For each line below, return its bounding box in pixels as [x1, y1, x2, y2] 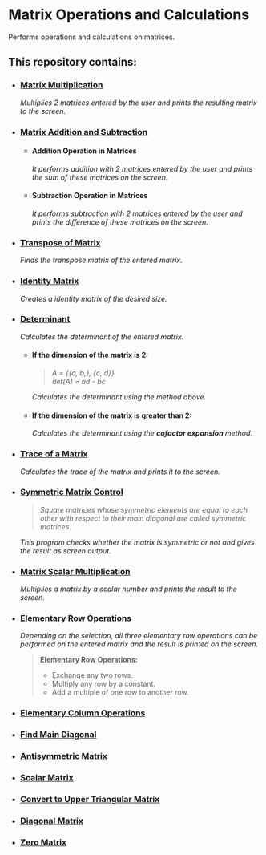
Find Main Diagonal [19, 729, 97, 740]
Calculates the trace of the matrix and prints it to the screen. [19, 467, 220, 476]
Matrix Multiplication [19, 79, 103, 91]
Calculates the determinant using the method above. [31, 392, 207, 402]
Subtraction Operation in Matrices [31, 191, 148, 201]
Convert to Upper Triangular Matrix [19, 794, 160, 805]
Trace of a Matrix [19, 448, 88, 460]
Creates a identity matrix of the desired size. [19, 294, 167, 303]
